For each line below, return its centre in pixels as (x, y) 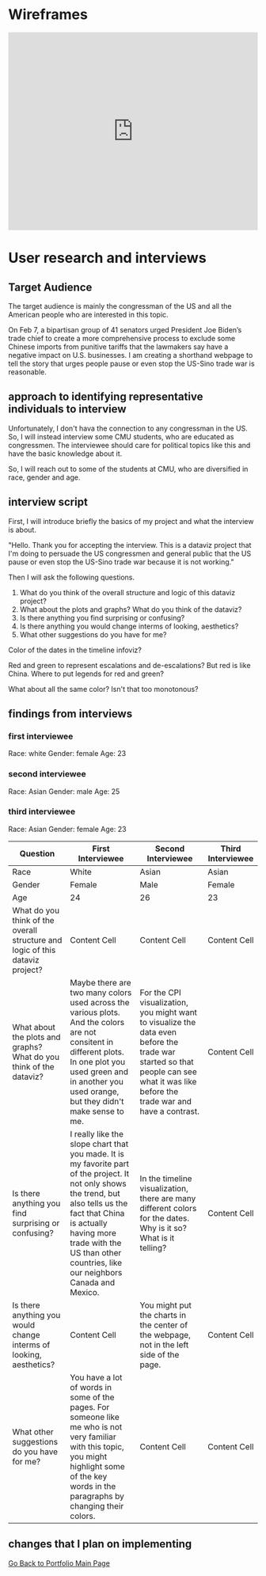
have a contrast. (170, 1111)
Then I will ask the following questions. (71, 577)
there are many (168, 1198)
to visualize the (168, 1022)
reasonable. (28, 372)
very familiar (93, 1437)
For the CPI (161, 993)
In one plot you (98, 1061)
